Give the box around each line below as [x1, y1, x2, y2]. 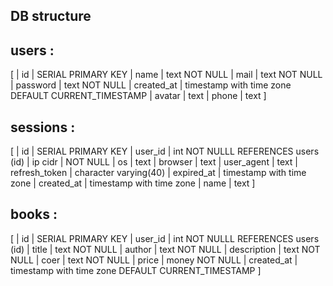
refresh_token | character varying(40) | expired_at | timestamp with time [10, 167, 307, 179]
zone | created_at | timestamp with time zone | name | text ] [10, 177, 256, 189]
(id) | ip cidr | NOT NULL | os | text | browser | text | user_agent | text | [10, 156, 298, 168]
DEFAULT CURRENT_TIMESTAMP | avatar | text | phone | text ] [10, 90, 267, 102]
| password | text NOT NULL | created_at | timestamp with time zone [10, 79, 292, 91]
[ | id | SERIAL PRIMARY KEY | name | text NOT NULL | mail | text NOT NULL [10, 69, 323, 81]
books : [10, 206, 58, 223]
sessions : [10, 119, 76, 136]
